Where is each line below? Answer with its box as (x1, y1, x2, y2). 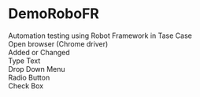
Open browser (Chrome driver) (8, 39, 109, 48)
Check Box (8, 80, 44, 91)
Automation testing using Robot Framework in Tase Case (8, 31, 193, 40)
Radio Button (8, 73, 50, 82)
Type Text (8, 56, 41, 65)
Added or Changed (8, 47, 71, 57)
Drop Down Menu (8, 64, 65, 73)
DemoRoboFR (8, 5, 100, 23)
